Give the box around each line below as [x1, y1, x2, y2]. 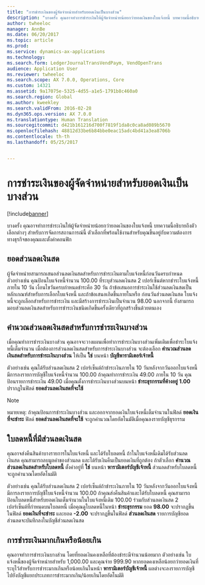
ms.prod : [7, 43, 29, 49]
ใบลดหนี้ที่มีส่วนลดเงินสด [7, 433, 82, 444]
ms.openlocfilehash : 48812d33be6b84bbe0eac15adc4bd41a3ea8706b [7, 128, 171, 134]
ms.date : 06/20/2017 [7, 32, 60, 38]
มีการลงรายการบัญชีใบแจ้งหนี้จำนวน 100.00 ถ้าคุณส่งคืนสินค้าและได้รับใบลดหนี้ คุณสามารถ [7, 489, 190, 497]
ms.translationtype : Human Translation [7, 116, 108, 122]
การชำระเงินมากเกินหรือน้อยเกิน [7, 534, 102, 545]
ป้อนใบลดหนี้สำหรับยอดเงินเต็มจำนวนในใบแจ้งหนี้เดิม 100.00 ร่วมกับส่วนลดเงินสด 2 [7, 496, 179, 503]
